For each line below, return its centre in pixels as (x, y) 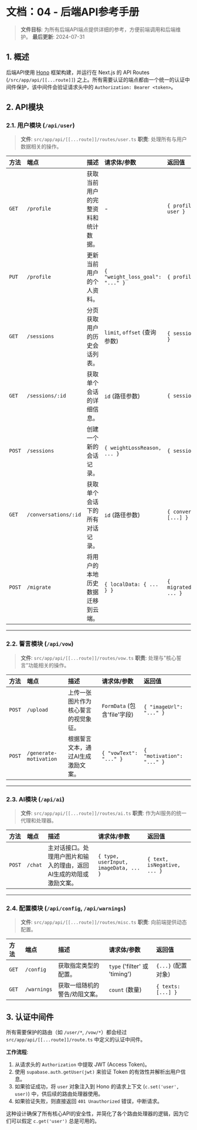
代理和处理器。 (38, 821)
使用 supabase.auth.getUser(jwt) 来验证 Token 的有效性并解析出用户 (97, 1072)
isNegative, (164, 865)
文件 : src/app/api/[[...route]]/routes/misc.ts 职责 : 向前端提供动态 (103, 922)
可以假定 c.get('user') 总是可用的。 (55, 1121)
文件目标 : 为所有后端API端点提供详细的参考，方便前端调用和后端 (98, 29)
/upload (38, 710)
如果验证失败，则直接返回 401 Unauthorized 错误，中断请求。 (89, 1101)
